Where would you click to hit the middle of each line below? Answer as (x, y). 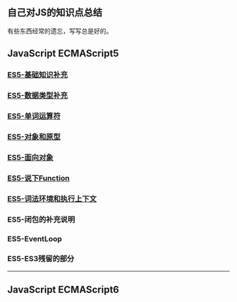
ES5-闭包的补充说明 (41, 219)
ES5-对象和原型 (34, 137)
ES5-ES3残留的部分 (41, 259)
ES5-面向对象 (30, 157)
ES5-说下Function (38, 178)
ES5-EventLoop (35, 239)
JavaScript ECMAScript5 (63, 54)
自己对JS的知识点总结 (55, 13)
